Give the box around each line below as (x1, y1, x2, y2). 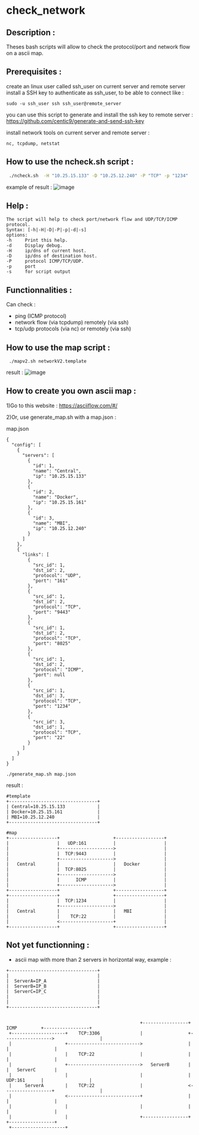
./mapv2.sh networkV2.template (8, 358, 87, 364)
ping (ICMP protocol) (14, 312, 67, 320)
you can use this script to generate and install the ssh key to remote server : (6, 111, 193, 118)
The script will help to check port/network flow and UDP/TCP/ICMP (6, 216, 178, 223)
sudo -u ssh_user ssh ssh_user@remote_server (6, 100, 121, 106)
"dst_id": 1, (32, 724, 66, 730)
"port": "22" (32, 734, 66, 741)
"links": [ (22, 551, 50, 557)
